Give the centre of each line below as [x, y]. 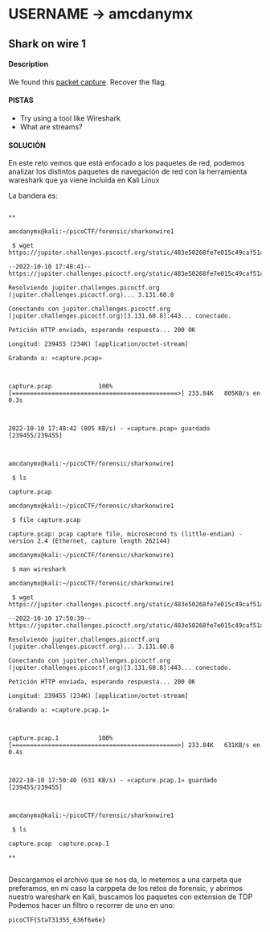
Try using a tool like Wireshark [70, 118]
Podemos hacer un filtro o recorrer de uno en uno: [92, 905]
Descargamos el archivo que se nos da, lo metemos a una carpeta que [125, 880]
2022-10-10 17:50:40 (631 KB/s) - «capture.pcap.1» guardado [113, 781]
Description [29, 64]
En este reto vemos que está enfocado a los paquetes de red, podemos [127, 163]
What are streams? [51, 126]
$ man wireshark [39, 569]
